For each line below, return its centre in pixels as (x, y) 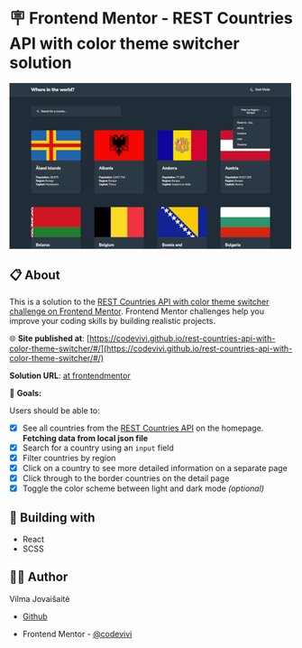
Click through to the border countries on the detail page (126, 478)
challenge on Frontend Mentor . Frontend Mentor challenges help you (137, 311)
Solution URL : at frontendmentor (70, 375)
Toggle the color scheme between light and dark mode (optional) (143, 488)
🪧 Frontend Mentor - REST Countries (151, 19)
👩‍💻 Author (39, 577)
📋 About (35, 276)
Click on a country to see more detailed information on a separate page (155, 467)
